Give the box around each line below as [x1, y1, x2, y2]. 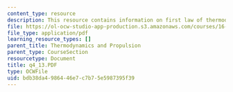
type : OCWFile [7, 68, 49, 75]
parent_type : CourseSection [7, 49, 89, 56]
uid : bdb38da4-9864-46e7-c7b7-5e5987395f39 [7, 74, 135, 82]
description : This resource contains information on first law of [7, 17, 203, 24]
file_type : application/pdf [7, 29, 89, 37]
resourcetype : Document [7, 55, 76, 62]
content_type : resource [7, 10, 76, 17]
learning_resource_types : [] [7, 36, 92, 43]
